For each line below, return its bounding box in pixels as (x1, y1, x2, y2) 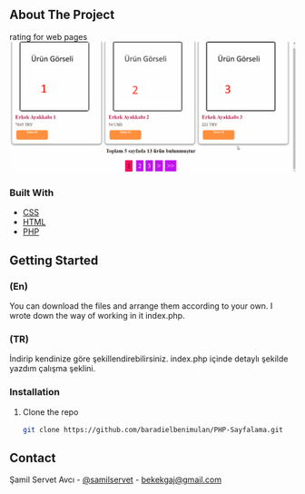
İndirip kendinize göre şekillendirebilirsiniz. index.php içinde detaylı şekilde (9, 353, 289, 364)
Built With (9, 186, 54, 199)
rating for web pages (9, 31, 88, 42)
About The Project (9, 7, 115, 23)
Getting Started (9, 252, 99, 268)
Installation (9, 386, 61, 399)
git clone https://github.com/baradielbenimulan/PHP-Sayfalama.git (22, 425, 283, 434)
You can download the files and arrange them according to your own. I (9, 301, 273, 311)
